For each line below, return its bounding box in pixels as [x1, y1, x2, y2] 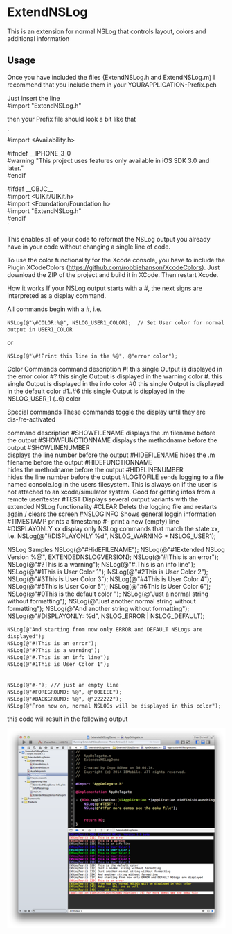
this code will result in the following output [7, 715, 128, 723]
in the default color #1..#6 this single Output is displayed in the [7, 387, 186, 395]
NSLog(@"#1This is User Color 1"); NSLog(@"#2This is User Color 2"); [7, 567, 209, 576]
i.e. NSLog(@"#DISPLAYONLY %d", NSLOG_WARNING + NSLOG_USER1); [7, 532, 216, 540]
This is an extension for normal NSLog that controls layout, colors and [7, 27, 206, 35]
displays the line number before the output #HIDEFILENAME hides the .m [7, 451, 215, 459]
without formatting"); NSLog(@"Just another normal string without [7, 597, 196, 605]
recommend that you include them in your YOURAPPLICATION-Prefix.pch [7, 81, 217, 89]
